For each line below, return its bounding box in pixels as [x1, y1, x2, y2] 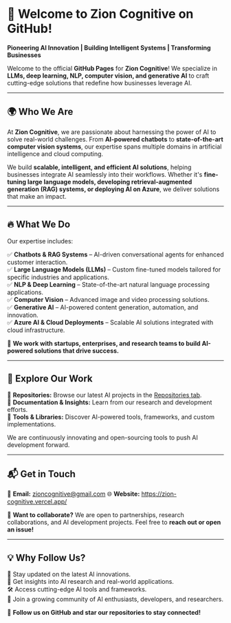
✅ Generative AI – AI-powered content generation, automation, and [7, 303, 199, 311]
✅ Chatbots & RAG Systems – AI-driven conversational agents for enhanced [7, 250, 224, 259]
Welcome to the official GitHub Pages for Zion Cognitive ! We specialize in [7, 64, 218, 72]
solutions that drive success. [34, 347, 119, 355]
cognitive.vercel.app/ [7, 498, 67, 506]
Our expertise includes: [7, 237, 74, 245]
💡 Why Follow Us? [7, 551, 86, 563]
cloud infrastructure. [7, 326, 65, 334]
